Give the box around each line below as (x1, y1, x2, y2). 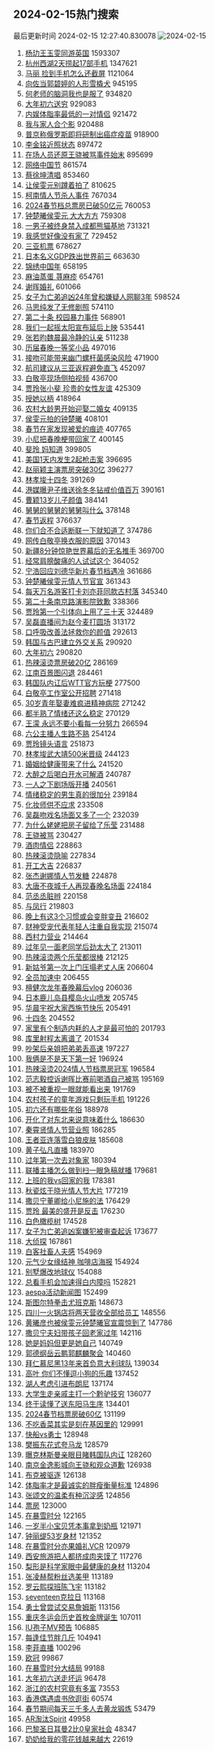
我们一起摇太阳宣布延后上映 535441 (24, 322, 145, 332)
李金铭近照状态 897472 (24, 139, 103, 149)
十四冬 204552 (24, 1012, 75, 1022)
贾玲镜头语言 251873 (24, 739, 95, 748)
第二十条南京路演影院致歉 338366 (24, 596, 139, 606)
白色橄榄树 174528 (24, 1216, 88, 1225)
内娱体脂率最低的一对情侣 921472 (24, 109, 138, 119)
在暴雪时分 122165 (24, 1510, 87, 1520)
